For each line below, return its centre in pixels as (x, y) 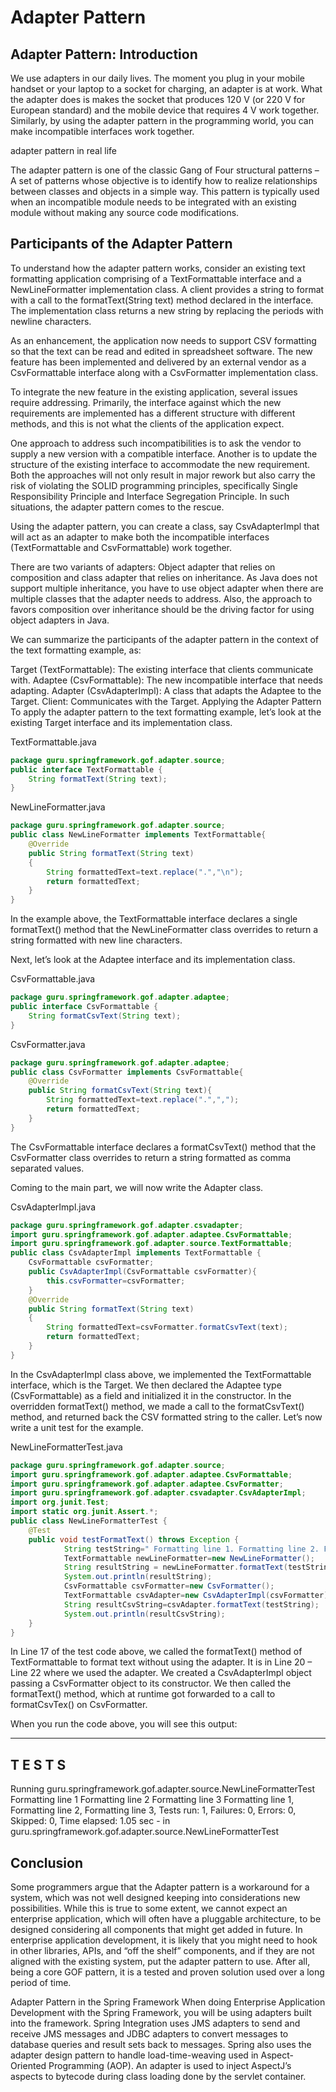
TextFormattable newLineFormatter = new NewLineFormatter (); (189, 1558)
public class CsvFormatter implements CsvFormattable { (127, 1072)
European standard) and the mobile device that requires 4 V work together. (165, 110)
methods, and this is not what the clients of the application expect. (147, 423)
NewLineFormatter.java (58, 807)
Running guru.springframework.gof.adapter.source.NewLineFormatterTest (163, 1789)
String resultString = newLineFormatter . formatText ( (175, 1567)
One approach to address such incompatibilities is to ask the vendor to (156, 443)
